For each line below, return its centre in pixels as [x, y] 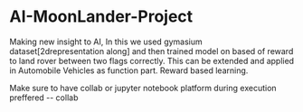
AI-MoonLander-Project [101, 17]
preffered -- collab [44, 98]
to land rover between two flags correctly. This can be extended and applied [152, 61]
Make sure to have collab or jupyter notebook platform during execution [143, 88]
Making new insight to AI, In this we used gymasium [106, 42]
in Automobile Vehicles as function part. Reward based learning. [129, 70]
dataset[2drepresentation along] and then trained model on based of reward [151, 51]
